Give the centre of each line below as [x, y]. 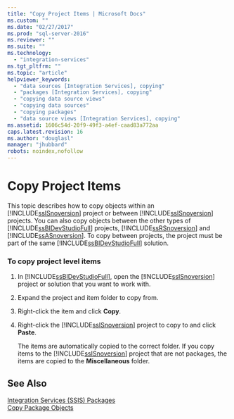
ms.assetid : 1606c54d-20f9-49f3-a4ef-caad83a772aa [83, 125]
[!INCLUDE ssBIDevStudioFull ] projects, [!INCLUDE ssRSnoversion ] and [109, 228]
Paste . [27, 332]
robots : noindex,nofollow [45, 151]
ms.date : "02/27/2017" [40, 27]
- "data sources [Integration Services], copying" [89, 86]
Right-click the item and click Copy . [69, 311]
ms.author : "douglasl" [40, 138]
